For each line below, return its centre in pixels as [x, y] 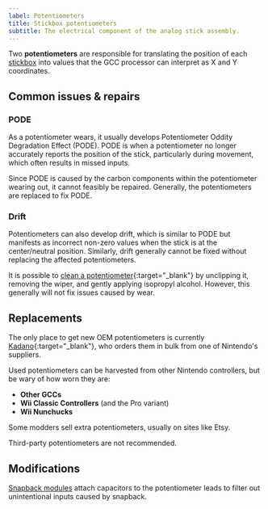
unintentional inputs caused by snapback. [78, 496]
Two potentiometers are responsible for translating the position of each [128, 54]
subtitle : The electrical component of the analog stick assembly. [124, 31]
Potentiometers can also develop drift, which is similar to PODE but [119, 234]
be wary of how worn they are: [59, 379]
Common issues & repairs [74, 97]
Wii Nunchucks [46, 412]
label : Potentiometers [46, 16]
